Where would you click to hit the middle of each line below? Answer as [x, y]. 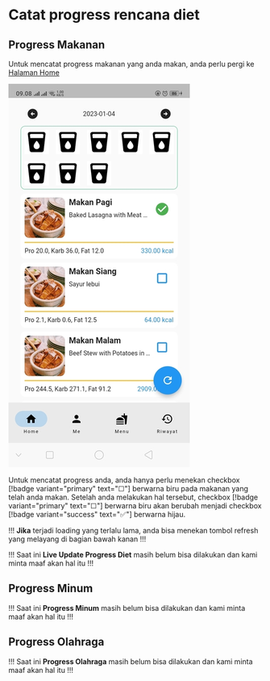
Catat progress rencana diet [104, 15]
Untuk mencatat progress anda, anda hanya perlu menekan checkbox [124, 480]
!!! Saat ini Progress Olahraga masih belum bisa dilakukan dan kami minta [131, 661]
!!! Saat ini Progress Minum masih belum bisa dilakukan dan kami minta [127, 608]
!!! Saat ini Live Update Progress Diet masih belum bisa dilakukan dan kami [133, 555]
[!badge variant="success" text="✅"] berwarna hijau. [97, 514]
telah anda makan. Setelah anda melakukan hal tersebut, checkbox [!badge [133, 497]
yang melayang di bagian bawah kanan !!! [77, 539]
